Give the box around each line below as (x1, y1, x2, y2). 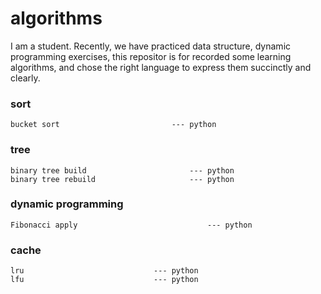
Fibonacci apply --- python (10, 220, 253, 230)
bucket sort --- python (10, 120, 217, 130)
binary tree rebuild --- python (10, 174, 235, 184)
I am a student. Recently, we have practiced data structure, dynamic (10, 40, 292, 52)
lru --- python (10, 266, 199, 276)
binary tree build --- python (10, 165, 235, 176)
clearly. (10, 72, 41, 84)
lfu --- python (10, 275, 199, 285)
